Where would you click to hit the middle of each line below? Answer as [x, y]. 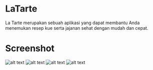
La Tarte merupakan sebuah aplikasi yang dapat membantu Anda [72, 23]
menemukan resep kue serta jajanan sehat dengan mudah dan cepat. [77, 28]
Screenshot [30, 49]
